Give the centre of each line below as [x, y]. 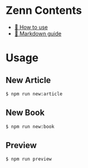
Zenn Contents [44, 11]
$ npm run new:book [30, 126]
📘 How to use [31, 27]
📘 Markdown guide [38, 33]
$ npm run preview [29, 159]
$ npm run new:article [34, 94]
